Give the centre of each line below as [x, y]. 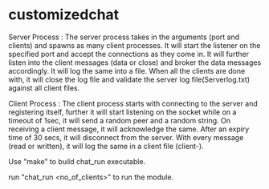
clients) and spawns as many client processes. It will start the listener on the [134, 45]
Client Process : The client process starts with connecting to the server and [133, 103]
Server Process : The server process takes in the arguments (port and [124, 37]
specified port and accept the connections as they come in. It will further [128, 54]
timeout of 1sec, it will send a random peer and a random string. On [120, 120]
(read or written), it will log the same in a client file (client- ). [106, 146]
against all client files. [44, 88]
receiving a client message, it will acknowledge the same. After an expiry [129, 129]
